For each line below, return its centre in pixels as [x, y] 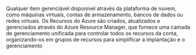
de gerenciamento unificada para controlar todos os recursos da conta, [92, 33]
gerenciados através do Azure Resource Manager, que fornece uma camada [98, 27]
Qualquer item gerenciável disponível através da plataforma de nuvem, [91, 8]
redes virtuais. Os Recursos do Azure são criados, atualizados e [83, 21]
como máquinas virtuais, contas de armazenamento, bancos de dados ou [94, 15]
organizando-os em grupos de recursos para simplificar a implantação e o [96, 39]
